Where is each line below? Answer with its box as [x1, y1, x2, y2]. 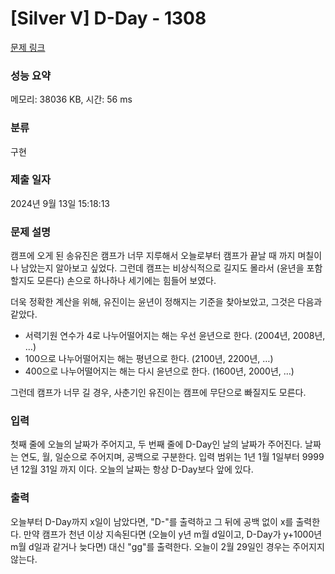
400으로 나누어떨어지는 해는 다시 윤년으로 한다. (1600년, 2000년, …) [24, 365, 295, 377]
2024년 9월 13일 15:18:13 [10, 197, 110, 209]
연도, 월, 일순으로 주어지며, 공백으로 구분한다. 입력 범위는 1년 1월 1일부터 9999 [20, 451, 325, 463]
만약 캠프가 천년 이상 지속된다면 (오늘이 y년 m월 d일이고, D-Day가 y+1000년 [23, 528, 323, 540]
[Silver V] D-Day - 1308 [10, 7, 207, 30]
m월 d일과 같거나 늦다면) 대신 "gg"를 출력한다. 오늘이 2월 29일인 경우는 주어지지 [10, 540, 325, 552]
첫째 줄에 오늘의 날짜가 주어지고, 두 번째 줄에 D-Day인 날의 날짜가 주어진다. [10, 438, 303, 451]
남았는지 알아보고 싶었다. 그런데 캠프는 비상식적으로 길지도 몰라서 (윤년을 [20, 262, 305, 274]
